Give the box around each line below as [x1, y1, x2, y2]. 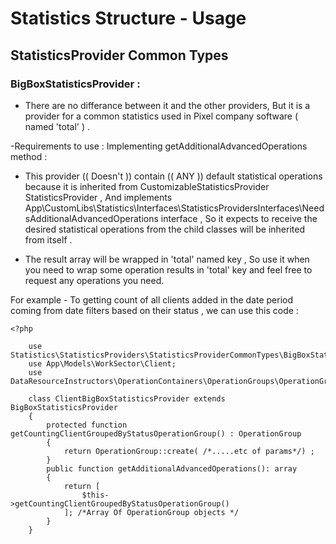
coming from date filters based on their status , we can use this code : [10, 304, 299, 316]
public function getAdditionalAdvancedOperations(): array [46, 463, 298, 474]
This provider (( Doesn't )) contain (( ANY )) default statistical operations [24, 170, 323, 182]
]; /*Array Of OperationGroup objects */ [63, 507, 240, 517]
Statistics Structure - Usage [10, 7, 247, 30]
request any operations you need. [24, 274, 165, 286]
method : [10, 150, 48, 162]
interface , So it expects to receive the [160, 212, 318, 224]
